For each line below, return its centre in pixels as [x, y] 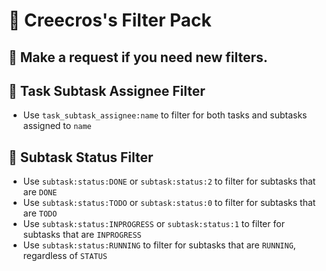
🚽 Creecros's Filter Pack [110, 20]
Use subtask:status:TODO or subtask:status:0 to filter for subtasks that [169, 203]
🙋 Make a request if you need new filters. [138, 57]
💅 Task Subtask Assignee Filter [107, 90]
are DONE [40, 192]
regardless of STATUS [65, 256]
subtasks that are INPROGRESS [82, 235]
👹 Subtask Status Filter [81, 157]
